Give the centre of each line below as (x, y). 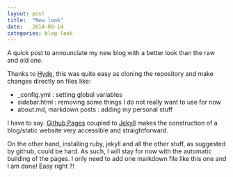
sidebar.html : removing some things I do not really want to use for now (119, 102)
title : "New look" (35, 20)
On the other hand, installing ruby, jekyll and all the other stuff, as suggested (116, 144)
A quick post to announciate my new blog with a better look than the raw (111, 53)
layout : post (26, 14)
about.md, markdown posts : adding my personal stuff (95, 109)
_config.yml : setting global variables (70, 95)
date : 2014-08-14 (35, 26)
